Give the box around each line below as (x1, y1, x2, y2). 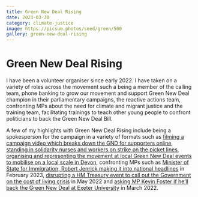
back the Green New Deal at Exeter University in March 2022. (6, 184, 159, 192)
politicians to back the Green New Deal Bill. (6, 115, 113, 123)
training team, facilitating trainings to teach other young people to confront (6, 109, 191, 116)
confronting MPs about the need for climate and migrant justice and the (6, 103, 183, 110)
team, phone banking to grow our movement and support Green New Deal (6, 89, 190, 97)
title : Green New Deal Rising (6, 8, 82, 15)
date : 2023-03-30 (6, 14, 50, 20)
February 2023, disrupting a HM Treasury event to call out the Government (6, 172, 191, 179)
